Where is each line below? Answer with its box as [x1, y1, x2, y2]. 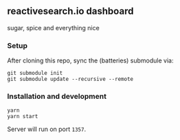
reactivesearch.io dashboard [7, 5, 134, 17]
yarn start [7, 113, 38, 120]
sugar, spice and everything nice [7, 23, 100, 32]
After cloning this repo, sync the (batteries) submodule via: [7, 56, 174, 65]
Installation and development [7, 92, 106, 102]
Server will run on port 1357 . [7, 125, 87, 133]
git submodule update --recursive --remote [7, 75, 134, 83]
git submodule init [7, 70, 63, 77]
